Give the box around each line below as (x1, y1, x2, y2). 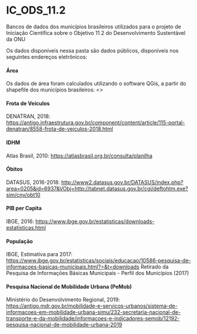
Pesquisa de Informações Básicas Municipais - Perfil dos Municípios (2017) (6, 270, 189, 277)
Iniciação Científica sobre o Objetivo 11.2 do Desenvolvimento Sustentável (6, 29, 186, 36)
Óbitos (6, 166, 23, 173)
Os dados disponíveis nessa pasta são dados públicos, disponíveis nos (6, 47, 179, 54)
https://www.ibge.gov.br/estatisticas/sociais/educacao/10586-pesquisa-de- (6, 257, 192, 264)
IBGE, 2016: (6, 218, 34, 225)
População (6, 237, 34, 245)
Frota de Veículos (6, 100, 50, 107)
